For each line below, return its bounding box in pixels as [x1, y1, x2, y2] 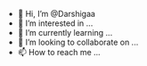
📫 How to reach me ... [17, 47, 101, 57]
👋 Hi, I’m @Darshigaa [17, 9, 96, 19]
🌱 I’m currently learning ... [17, 28, 113, 37]
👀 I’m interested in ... [17, 18, 94, 29]
